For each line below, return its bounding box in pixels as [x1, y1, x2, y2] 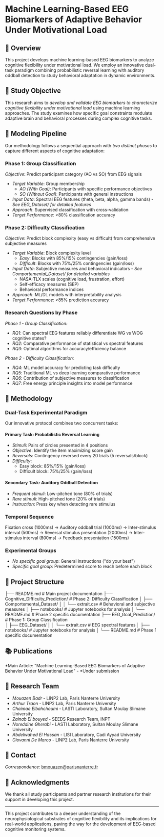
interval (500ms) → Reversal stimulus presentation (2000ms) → [5, 529, 133, 535]
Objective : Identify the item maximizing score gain [12, 447, 113, 453]
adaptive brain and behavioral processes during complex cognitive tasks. [5, 115, 152, 121]
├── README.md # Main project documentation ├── [5, 591, 113, 597]
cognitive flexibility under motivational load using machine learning [5, 105, 140, 111]
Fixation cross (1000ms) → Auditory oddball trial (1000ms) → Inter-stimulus [5, 524, 156, 530]
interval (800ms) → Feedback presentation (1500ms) [22, 535, 129, 541]
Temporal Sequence [5, 513, 54, 520]
